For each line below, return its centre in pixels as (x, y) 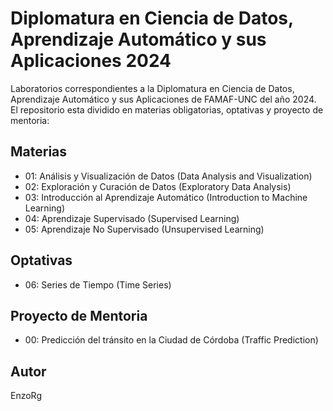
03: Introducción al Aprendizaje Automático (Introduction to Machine (166, 197)
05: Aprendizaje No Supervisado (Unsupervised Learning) (144, 229)
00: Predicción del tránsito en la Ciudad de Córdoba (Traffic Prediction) (171, 340)
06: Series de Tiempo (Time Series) (98, 284)
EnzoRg (26, 396)
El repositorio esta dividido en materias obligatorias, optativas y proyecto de (167, 109)
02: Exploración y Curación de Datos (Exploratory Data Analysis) (158, 186)
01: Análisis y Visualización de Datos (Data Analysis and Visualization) (168, 176)
